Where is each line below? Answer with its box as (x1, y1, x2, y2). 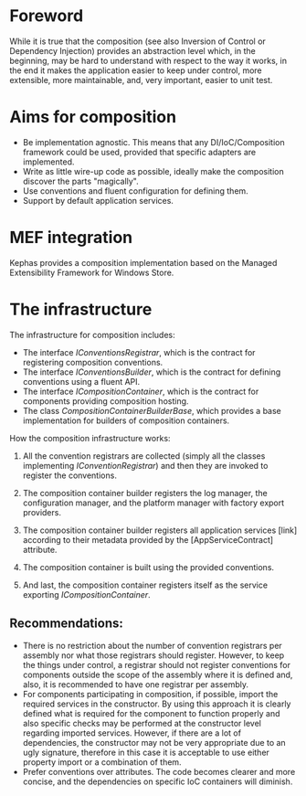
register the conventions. (22, 470, 117, 481)
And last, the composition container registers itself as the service (22, 579, 268, 590)
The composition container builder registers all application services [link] (22, 525, 298, 536)
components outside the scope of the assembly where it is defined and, (22, 669, 293, 680)
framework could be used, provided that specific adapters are (22, 146, 257, 157)
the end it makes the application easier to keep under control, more (9, 65, 262, 76)
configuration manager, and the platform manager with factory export (22, 497, 285, 508)
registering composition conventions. (22, 356, 164, 367)
